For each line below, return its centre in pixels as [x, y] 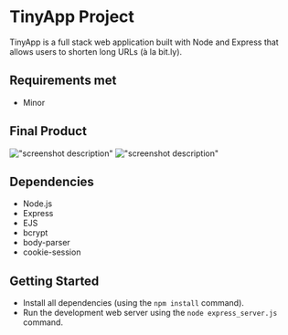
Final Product [48, 131]
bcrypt [35, 233]
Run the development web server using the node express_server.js [150, 313]
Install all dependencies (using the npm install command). [133, 303]
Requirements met [63, 81]
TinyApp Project [72, 17]
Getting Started [54, 281]
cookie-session [52, 252]
